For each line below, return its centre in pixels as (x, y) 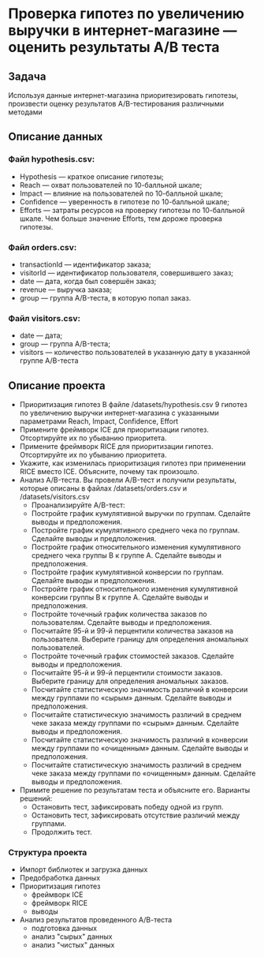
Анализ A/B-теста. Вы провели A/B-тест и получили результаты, (128, 480)
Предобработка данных (60, 878)
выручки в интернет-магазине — (123, 30)
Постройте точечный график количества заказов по (119, 614)
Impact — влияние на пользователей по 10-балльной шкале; (121, 193)
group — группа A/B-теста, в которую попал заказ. (105, 297)
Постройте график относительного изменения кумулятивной (134, 589)
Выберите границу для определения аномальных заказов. (130, 681)
